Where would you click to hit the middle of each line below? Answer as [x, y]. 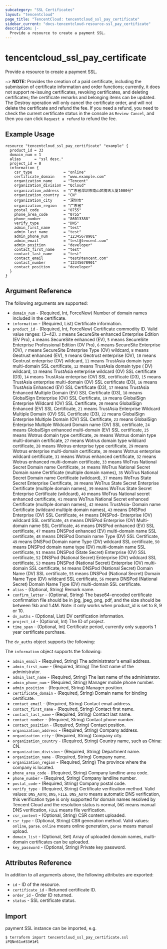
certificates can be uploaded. [59, 842]
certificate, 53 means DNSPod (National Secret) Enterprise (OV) [78, 563]
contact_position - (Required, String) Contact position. [69, 725]
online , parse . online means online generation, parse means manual [82, 826]
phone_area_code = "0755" [48, 214]
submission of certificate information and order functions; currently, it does [82, 87]
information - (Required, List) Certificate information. [67, 323]
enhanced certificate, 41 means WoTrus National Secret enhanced [80, 499]
